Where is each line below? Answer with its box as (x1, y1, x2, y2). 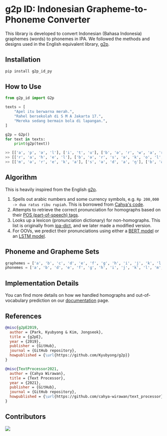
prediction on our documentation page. (29, 297, 109, 304)
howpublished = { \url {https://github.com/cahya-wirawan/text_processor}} (9, 394, 166, 399)
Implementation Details (5, 279, 79, 287)
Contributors (5, 413, 46, 421)
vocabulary (5, 297, 28, 304)
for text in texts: (5, 137, 46, 142)
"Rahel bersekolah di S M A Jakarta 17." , (14, 114, 103, 119)
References (5, 312, 42, 320)
